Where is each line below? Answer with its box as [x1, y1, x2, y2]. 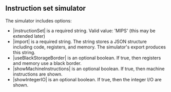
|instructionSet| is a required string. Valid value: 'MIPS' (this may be [12, 28, 156, 34]
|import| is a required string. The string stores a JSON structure [12, 38, 147, 44]
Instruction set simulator [5, 4, 86, 13]
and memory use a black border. [12, 60, 82, 66]
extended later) [12, 33, 45, 39]
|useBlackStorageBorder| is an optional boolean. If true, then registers [12, 55, 161, 61]
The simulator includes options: [5, 17, 72, 24]
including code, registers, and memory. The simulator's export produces [12, 43, 166, 50]
